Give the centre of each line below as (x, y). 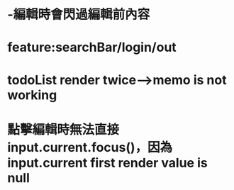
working (32, 95)
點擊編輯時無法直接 (63, 129)
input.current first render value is (107, 163)
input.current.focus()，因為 (90, 147)
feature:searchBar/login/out (92, 47)
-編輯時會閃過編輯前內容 (79, 15)
